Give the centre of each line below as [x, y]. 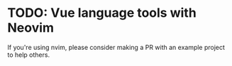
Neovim [31, 28]
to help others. [29, 55]
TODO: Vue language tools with [102, 13]
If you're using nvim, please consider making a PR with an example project [116, 47]
